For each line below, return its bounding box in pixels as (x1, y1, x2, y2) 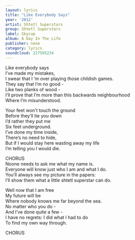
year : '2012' (5, 17, 33, 22)
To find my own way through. (5, 219, 67, 226)
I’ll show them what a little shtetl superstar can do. (5, 177, 112, 183)
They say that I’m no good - (5, 81, 64, 87)
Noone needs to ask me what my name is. (5, 161, 94, 167)
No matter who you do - (5, 203, 56, 209)
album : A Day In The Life (5, 36, 61, 42)
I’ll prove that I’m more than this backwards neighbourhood (5, 92, 130, 98)
